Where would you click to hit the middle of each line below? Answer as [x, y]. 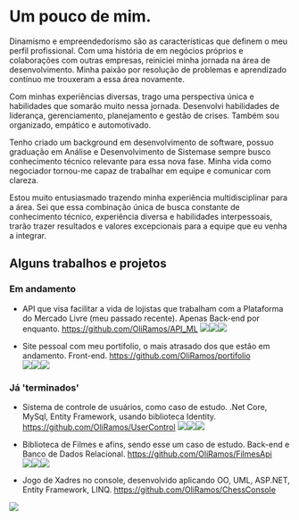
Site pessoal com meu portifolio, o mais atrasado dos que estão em [146, 346]
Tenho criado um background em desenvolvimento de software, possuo [141, 142]
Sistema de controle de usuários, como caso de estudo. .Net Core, [145, 407]
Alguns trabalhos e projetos [88, 264]
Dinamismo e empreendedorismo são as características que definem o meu [149, 41]
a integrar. [28, 235]
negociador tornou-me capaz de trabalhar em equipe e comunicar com [140, 171]
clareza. [24, 180]
